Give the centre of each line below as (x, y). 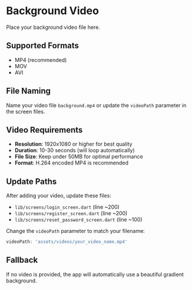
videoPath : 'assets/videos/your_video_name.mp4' (67, 242)
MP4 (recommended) (41, 60)
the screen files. (26, 111)
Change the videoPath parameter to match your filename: (76, 231)
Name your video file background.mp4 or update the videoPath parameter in (96, 105)
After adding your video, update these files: (59, 196)
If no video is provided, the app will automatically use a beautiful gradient (95, 274)
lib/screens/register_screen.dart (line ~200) (71, 213)
